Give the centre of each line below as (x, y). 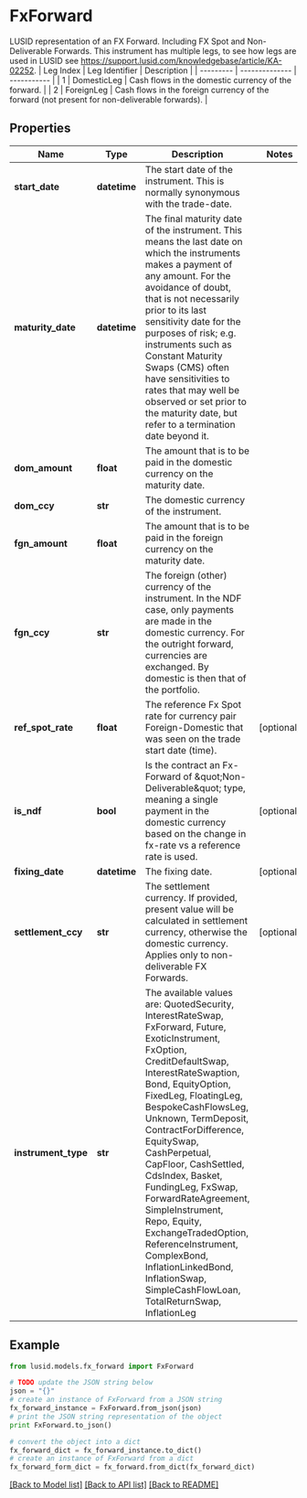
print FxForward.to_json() (61, 1425)
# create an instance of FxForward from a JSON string (116, 1400)
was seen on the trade (193, 739)
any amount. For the (188, 275)
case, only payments (190, 609)
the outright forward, (190, 644)
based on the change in (196, 833)
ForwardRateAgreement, (197, 1198)
